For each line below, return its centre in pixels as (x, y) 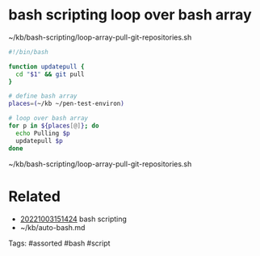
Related (34, 196)
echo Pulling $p (43, 133)
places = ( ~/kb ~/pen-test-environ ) (67, 104)
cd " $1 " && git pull (50, 74)
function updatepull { (46, 66)
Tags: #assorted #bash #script (59, 243)
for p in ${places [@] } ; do (54, 126)
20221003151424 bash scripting (73, 219)
